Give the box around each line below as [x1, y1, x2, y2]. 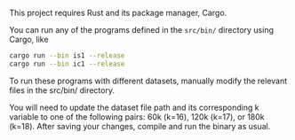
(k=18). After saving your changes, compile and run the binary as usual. [9, 121, 271, 131]
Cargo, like [9, 35, 49, 44]
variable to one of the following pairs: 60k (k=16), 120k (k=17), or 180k [9, 111, 265, 122]
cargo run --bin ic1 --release [9, 59, 125, 68]
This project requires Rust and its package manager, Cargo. [9, 8, 227, 18]
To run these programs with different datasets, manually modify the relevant [9, 75, 288, 86]
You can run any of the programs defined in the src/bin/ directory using [9, 25, 274, 35]
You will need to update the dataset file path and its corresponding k [9, 102, 259, 113]
